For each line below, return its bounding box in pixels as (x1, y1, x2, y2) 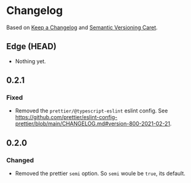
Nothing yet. (15, 57, 47, 64)
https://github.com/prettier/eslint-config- (15, 114, 118, 121)
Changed (6, 156, 35, 164)
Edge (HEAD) (6, 41, 56, 52)
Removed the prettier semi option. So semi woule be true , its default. (15, 170, 186, 177)
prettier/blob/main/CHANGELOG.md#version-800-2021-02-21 (15, 120, 170, 128)
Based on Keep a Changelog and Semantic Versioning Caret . (6, 24, 158, 31)
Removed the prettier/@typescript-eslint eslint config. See (15, 107, 168, 114)
